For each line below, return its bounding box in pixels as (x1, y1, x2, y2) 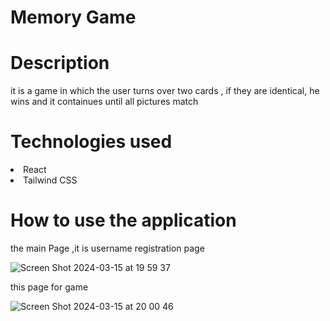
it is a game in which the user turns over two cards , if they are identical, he (10, 85, 320, 97)
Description (10, 52, 110, 75)
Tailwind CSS (23, 174, 78, 186)
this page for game (10, 281, 89, 293)
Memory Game (10, 6, 137, 29)
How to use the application (10, 209, 237, 232)
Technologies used (10, 131, 173, 153)
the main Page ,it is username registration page (10, 242, 205, 254)
